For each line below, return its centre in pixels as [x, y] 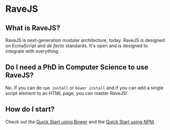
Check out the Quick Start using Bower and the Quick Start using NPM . [80, 122]
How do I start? [30, 109]
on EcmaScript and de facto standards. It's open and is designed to [77, 46]
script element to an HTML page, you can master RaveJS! [66, 93]
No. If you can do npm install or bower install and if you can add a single [84, 87]
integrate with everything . [33, 51]
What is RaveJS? [33, 28]
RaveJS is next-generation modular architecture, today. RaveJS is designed [85, 40]
